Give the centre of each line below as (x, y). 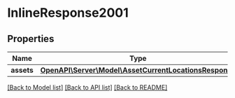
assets (22, 70)
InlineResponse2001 (68, 13)
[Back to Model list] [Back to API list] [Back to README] (87, 87)
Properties (31, 39)
